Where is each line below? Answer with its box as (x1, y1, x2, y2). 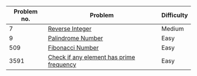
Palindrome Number (47, 34, 104, 42)
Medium (161, 25, 184, 33)
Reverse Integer (47, 25, 92, 33)
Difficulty (161, 11, 188, 19)
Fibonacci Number (47, 44, 99, 51)
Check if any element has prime (47, 53, 135, 61)
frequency (47, 61, 77, 68)
